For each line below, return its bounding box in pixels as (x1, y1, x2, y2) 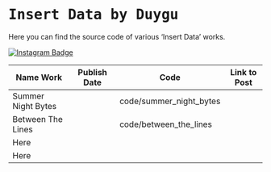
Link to (229, 66, 257, 78)
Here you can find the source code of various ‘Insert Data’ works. (8, 31, 226, 41)
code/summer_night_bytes (119, 95, 221, 107)
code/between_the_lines (119, 119, 212, 130)
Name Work (15, 71, 63, 82)
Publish (77, 66, 107, 78)
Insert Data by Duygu (8, 6, 179, 23)
